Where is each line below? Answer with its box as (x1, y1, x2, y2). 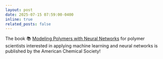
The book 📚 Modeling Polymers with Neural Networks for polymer (5, 36, 145, 42)
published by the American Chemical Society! (5, 48, 101, 54)
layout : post (5, 7, 33, 13)
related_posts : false (5, 21, 51, 27)
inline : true (5, 17, 33, 22)
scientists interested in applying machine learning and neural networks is (5, 43, 158, 49)
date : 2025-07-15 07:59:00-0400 (5, 12, 74, 17)
